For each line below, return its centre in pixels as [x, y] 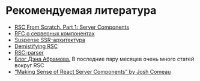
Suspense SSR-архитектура [50, 40]
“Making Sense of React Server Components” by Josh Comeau [92, 71]
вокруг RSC [29, 65]
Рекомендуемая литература [81, 10]
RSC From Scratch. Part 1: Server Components [72, 27]
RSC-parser [29, 52]
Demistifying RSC [36, 46]
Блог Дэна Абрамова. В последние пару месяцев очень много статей [104, 59]
